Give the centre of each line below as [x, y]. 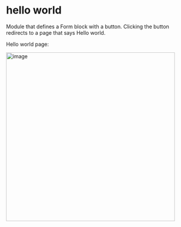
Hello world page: [28, 44]
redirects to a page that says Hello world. [56, 32]
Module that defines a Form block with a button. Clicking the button [88, 26]
